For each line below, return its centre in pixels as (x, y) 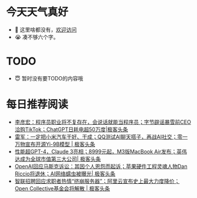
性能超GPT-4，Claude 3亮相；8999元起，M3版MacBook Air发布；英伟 (101, 151)
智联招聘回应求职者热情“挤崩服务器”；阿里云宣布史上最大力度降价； (97, 181)
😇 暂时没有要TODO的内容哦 (49, 78)
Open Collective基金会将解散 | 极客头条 (62, 188)
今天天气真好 (37, 12)
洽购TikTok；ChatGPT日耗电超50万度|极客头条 (71, 129)
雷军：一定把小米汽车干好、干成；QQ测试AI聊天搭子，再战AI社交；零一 (101, 137)
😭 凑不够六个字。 (37, 37)
